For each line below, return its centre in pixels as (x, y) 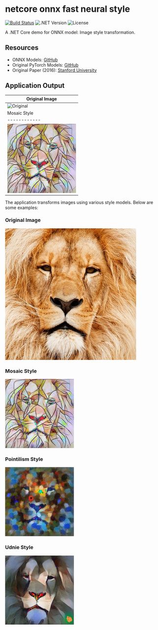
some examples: (22, 208)
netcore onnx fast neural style (67, 9)
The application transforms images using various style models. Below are (79, 202)
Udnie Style (19, 547)
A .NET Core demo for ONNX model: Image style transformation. (70, 32)
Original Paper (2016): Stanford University (54, 70)
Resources (22, 48)
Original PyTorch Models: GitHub (45, 65)
